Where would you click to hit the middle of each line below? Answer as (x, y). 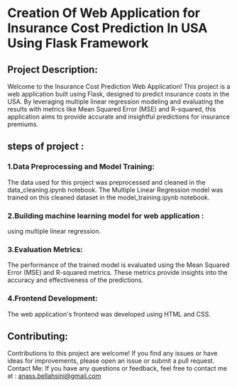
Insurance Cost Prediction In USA (108, 28)
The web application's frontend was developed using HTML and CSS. (109, 314)
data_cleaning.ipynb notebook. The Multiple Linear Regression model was (115, 190)
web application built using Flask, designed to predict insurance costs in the (118, 94)
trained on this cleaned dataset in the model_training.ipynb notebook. (109, 197)
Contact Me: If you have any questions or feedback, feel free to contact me (117, 369)
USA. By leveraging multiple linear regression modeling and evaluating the (116, 102)
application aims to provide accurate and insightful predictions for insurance (119, 116)
